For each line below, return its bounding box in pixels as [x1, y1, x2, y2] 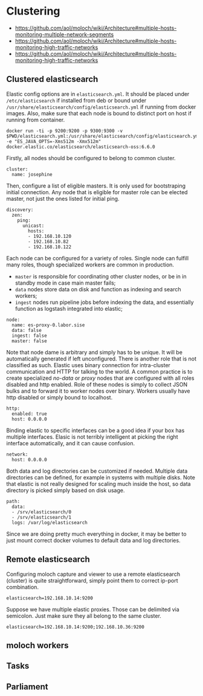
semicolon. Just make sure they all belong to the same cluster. [6, 612, 162, 620]
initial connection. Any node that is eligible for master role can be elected [6, 188, 188, 195]
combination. [6, 583, 39, 590]
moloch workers [6, 640, 69, 650]
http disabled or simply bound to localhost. [6, 393, 113, 401]
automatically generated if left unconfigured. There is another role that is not [6, 355, 197, 362]
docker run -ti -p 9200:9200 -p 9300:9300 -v [6, 127, 123, 134]
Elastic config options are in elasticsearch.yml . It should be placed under [6, 90, 190, 98]
